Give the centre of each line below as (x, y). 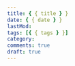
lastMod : (19, 26)
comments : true (29, 45)
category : (21, 39)
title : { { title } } (38, 13)
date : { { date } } (35, 20)
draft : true (24, 52)
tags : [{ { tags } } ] (38, 33)
